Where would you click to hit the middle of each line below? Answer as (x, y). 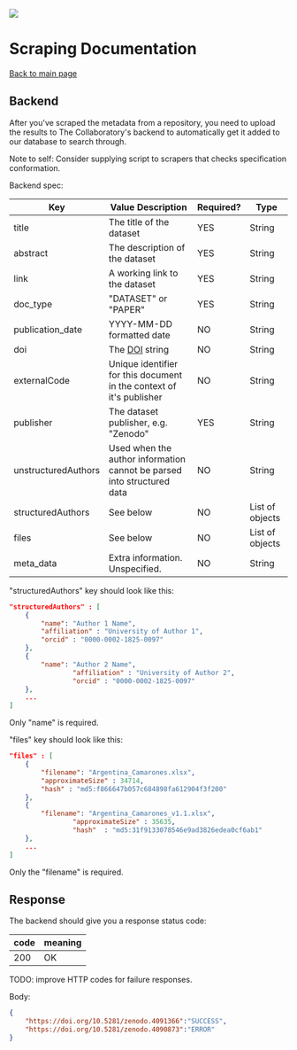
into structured (140, 481)
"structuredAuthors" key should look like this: (92, 590)
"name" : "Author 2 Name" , (89, 665)
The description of (147, 247)
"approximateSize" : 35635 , (124, 822)
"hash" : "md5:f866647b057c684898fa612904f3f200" (134, 789)
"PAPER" (127, 309)
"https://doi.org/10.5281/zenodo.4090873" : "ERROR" (120, 1030)
